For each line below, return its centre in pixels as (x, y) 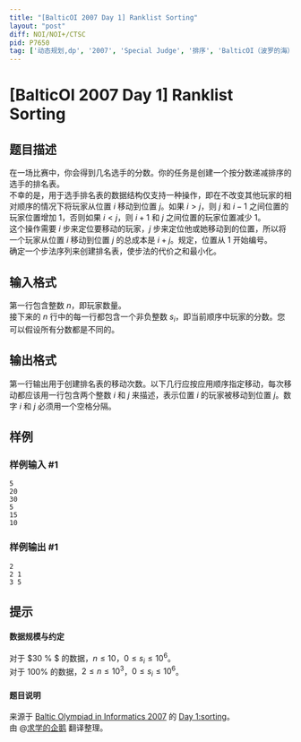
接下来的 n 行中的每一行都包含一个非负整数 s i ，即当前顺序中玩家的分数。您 (147, 317)
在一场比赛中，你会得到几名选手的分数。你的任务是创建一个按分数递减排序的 (150, 173)
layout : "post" (38, 26)
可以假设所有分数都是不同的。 (64, 329)
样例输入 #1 (34, 464)
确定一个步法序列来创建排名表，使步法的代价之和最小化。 (115, 251)
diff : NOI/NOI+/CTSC (48, 34)
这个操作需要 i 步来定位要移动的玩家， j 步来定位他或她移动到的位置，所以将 (148, 229)
